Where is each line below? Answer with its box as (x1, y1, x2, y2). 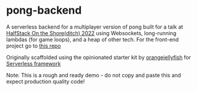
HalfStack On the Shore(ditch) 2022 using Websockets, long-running (6, 29, 177, 36)
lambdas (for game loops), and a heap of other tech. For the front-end (6, 36, 179, 43)
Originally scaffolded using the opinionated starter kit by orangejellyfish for (6, 54, 192, 61)
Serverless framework (6, 60, 61, 67)
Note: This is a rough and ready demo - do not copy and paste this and (6, 71, 181, 79)
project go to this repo (6, 42, 61, 49)
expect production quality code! (6, 78, 85, 85)
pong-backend (6, 4, 82, 17)
